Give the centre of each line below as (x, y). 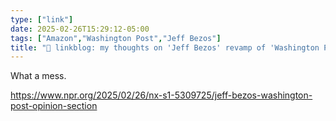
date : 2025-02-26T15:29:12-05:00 (80, 29)
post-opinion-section (54, 106)
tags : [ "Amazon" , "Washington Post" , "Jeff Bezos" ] (116, 38)
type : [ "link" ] (42, 19)
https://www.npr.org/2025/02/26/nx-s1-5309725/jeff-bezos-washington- (161, 95)
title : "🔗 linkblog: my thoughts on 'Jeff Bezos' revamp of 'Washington (165, 47)
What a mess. (38, 76)
